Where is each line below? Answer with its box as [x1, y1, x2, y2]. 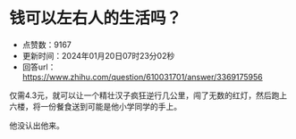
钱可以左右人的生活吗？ [9, 8, 182, 29]
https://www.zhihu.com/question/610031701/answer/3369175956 [21, 71, 263, 82]
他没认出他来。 [9, 119, 64, 130]
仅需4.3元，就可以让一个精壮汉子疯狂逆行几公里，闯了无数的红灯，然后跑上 [9, 90, 288, 101]
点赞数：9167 [21, 39, 72, 50]
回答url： [21, 61, 56, 72]
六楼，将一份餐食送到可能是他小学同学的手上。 [9, 101, 182, 111]
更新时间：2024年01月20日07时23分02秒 [21, 50, 175, 61]
